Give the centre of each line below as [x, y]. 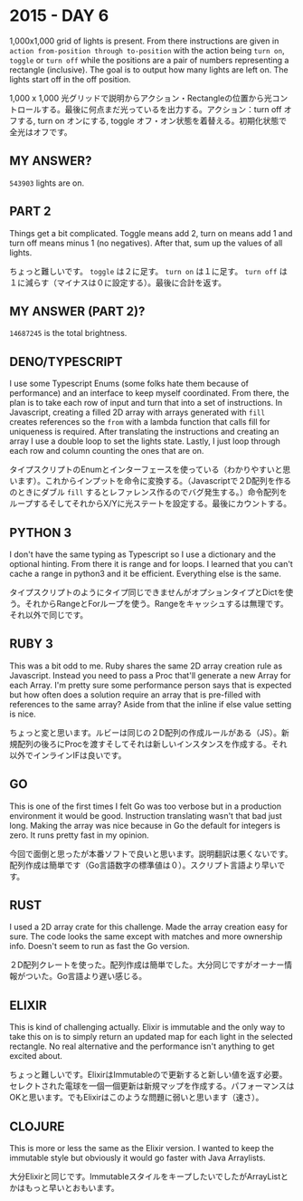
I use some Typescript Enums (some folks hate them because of [129, 384]
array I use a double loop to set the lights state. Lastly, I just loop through [145, 441]
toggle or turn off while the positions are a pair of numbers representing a [149, 60]
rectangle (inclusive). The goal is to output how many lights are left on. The [149, 70]
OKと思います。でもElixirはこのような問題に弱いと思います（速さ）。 [137, 1098]
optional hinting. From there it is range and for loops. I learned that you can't [151, 564]
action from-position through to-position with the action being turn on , [147, 50]
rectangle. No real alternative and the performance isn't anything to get [142, 1046]
